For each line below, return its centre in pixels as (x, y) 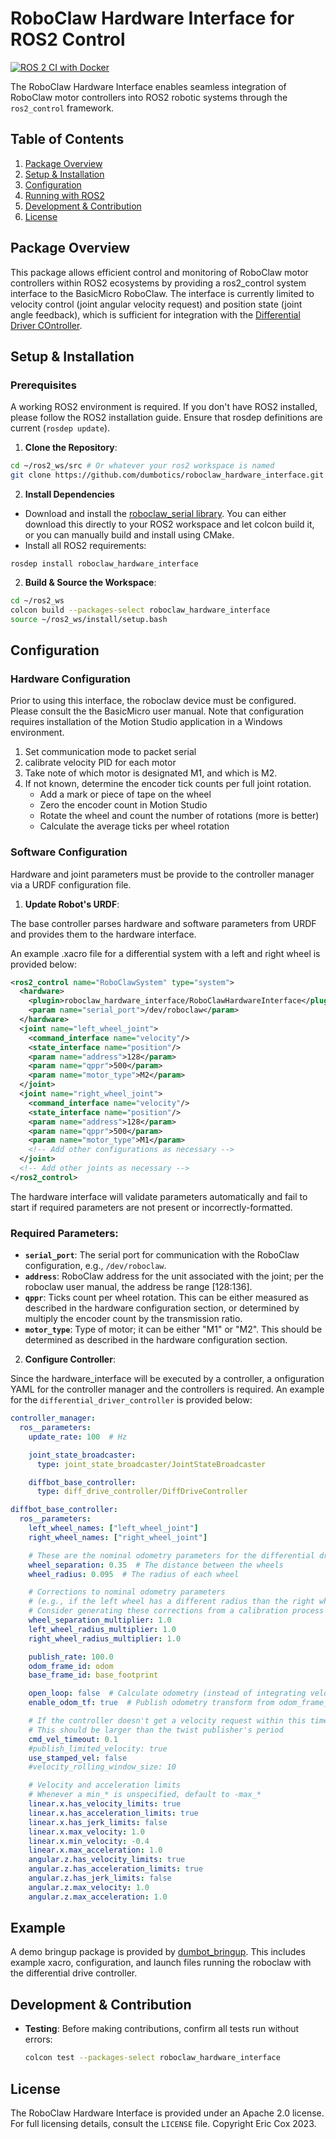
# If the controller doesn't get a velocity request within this (167, 1721)
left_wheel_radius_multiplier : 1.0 (102, 1629)
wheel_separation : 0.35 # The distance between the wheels (156, 1565)
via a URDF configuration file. (71, 884)
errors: (38, 2039)
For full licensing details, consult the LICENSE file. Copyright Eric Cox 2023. (163, 2123)
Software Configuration (69, 852)
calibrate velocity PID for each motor (100, 763)
